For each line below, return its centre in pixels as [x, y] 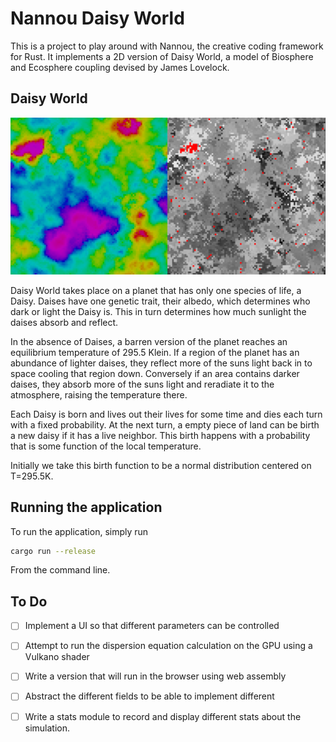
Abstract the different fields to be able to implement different [149, 696]
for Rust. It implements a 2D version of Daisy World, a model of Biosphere [162, 56]
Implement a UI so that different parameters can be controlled [152, 626]
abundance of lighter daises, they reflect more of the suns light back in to [161, 363]
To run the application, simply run [79, 531]
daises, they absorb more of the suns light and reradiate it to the [142, 384]
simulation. [47, 728]
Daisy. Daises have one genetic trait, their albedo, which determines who [160, 301]
